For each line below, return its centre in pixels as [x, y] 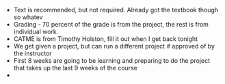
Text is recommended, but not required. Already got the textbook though [116, 10]
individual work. [36, 31]
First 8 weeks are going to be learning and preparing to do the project [112, 60]
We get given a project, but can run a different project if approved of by [114, 46]
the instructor [33, 53]
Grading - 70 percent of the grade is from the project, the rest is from [111, 24]
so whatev [28, 17]
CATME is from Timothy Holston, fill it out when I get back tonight [106, 39]
